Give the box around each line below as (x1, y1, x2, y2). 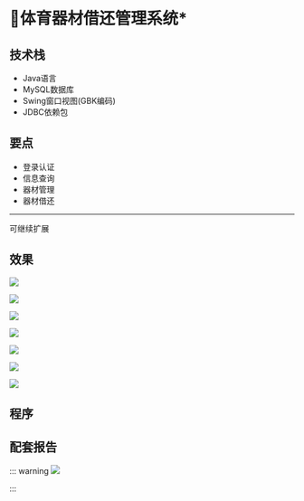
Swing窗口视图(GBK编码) (22, 96, 116, 106)
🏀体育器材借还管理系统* (9, 8, 188, 29)
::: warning (9, 465, 50, 476)
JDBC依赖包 (22, 107, 69, 118)
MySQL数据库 (22, 84, 74, 95)
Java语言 (22, 73, 57, 83)
